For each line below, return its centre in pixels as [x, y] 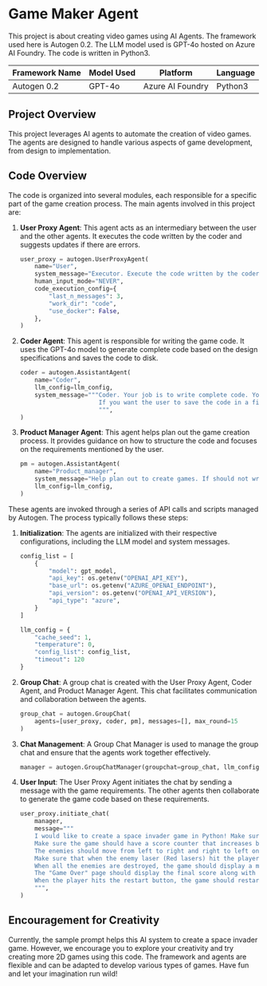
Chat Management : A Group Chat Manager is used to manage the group [139, 744]
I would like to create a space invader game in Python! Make [140, 836]
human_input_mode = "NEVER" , [79, 281]
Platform [176, 73]
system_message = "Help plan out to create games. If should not [141, 479]
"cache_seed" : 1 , [63, 637]
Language [236, 73]
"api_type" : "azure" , [85, 601]
